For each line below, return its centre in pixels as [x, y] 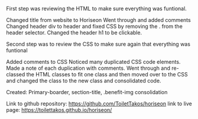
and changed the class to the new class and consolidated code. [84, 81]
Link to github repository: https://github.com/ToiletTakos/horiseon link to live [99, 104]
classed [16, 74]
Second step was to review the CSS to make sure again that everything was [98, 44]
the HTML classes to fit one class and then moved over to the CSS [107, 74]
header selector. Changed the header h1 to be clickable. [74, 33]
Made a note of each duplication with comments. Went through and [88, 68]
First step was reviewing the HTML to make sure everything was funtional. [97, 9]
